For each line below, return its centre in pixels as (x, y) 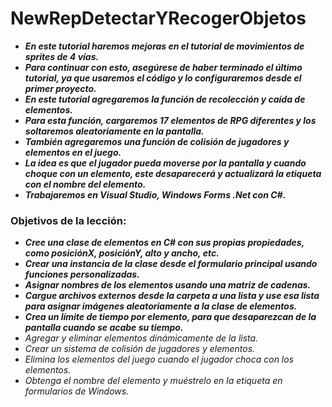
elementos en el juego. (73, 152)
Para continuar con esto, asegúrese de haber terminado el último (163, 67)
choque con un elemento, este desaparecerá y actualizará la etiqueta (173, 173)
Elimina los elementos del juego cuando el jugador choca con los (159, 359)
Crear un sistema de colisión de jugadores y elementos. (140, 349)
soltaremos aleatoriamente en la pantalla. (114, 131)
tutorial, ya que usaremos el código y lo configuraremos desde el (163, 78)
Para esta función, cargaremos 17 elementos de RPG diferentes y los (170, 120)
